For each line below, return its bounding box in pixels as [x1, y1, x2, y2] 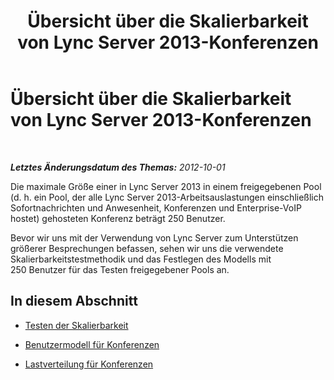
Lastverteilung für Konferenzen [24, 358, 154, 370]
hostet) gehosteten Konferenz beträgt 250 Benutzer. [10, 212, 226, 224]
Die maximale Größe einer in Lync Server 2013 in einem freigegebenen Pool [10, 180, 322, 192]
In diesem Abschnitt [10, 293, 138, 310]
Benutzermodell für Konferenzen [24, 338, 160, 350]
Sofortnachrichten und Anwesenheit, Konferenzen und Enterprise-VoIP [10, 201, 302, 214]
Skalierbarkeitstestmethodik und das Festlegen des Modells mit [10, 253, 272, 265]
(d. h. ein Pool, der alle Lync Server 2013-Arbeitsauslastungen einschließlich [10, 191, 325, 203]
